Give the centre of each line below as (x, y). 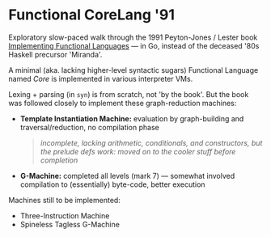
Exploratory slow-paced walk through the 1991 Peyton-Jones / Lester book (133, 37)
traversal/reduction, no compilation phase (89, 127)
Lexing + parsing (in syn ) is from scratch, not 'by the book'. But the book (129, 94)
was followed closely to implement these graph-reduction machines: (123, 103)
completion (59, 160)
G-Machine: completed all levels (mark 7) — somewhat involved (127, 176)
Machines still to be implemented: (65, 200)
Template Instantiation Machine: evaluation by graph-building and (132, 118)
